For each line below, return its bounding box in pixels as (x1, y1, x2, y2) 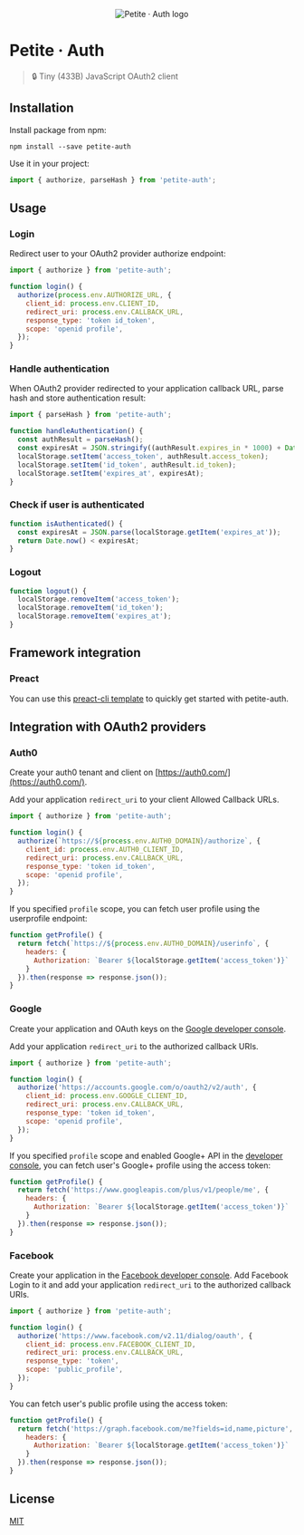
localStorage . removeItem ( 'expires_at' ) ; (17, 612, 172, 621)
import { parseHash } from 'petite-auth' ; (9, 410, 172, 420)
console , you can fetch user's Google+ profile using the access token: (9, 1160, 271, 1171)
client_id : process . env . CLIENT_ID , (25, 299, 160, 308)
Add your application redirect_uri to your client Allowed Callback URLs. (9, 794, 280, 806)
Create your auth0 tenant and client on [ (9, 767, 158, 778)
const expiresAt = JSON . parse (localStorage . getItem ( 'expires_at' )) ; (17, 527, 281, 536)
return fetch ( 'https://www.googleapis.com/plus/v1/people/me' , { (17, 1185, 270, 1195)
